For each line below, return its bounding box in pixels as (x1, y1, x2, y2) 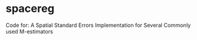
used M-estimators (5, 27, 53, 35)
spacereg (5, 2, 55, 16)
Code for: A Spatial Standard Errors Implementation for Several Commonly (5, 21, 192, 29)
